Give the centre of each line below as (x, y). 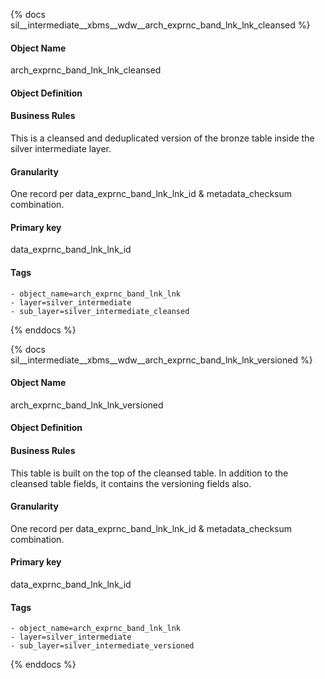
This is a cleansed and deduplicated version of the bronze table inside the (162, 138)
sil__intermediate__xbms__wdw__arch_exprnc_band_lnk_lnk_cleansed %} (160, 25)
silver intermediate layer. (61, 148)
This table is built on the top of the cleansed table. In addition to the (149, 473)
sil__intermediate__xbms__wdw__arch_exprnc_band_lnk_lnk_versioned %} (161, 360)
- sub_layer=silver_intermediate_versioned (102, 646)
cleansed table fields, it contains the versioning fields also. (131, 483)
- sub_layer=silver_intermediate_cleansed (100, 311)
